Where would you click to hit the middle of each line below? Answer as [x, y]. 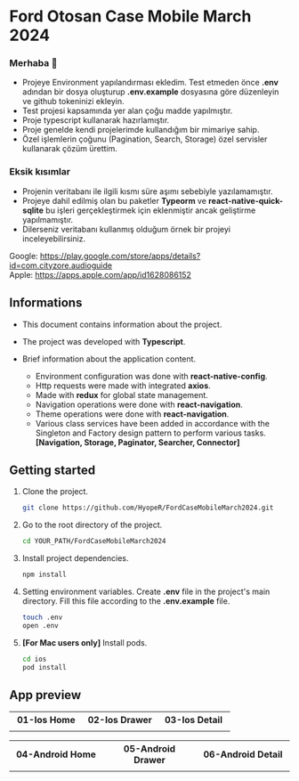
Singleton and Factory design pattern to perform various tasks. [151, 433]
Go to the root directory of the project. [92, 525]
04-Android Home [56, 754]
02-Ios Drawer [120, 720]
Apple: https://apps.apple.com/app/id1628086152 [100, 274]
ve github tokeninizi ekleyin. [73, 102]
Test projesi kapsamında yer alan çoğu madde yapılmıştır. [127, 111]
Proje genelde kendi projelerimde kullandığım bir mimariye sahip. [141, 130]
